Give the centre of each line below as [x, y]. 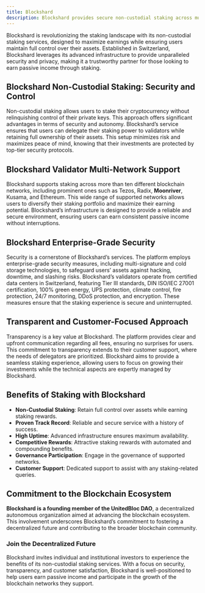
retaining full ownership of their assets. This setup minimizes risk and [93, 137]
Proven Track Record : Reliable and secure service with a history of [99, 422]
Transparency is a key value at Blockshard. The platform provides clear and [101, 337]
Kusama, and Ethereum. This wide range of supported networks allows [95, 197]
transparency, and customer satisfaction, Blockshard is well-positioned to [99, 570]
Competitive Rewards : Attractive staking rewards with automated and [103, 442]
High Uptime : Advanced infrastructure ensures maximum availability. [102, 436]
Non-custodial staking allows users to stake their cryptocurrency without [98, 111]
